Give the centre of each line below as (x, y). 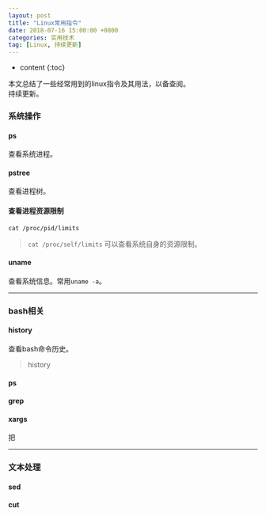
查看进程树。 (29, 192)
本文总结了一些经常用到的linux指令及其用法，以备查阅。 (99, 84)
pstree (19, 173)
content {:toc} (42, 67)
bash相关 (27, 311)
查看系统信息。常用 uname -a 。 (57, 281)
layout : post (30, 15)
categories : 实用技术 (42, 38)
